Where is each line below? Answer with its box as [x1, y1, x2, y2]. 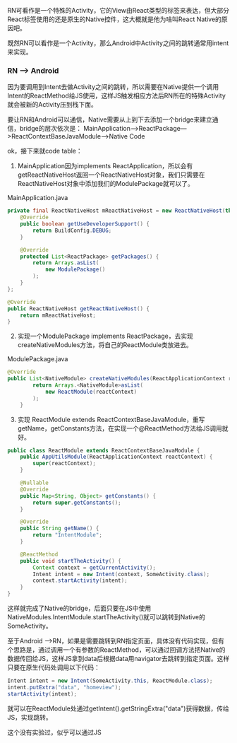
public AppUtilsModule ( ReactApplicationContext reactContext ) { [20, 453, 213, 461]
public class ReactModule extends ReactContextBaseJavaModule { [7, 447, 200, 454]
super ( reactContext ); [32, 460, 97, 467]
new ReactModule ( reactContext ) [44, 388, 138, 395]
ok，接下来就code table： [7, 147, 83, 156]
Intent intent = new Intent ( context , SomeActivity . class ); [32, 571, 210, 578]
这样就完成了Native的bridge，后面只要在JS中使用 [7, 604, 152, 613]
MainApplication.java [7, 194, 68, 202]
